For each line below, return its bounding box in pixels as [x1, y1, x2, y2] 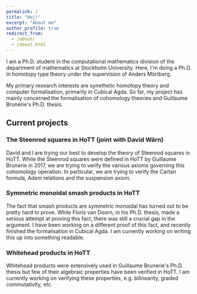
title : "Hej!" [6, 14, 41, 20]
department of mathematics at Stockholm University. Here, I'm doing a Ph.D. [6, 64, 192, 71]
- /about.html [11, 42, 46, 48]
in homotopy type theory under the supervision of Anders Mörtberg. [6, 70, 172, 77]
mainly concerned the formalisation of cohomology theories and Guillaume [6, 94, 188, 101]
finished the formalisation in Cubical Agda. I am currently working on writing [6, 227, 191, 234]
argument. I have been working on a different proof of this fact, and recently [6, 221, 191, 228]
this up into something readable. [6, 234, 84, 241]
